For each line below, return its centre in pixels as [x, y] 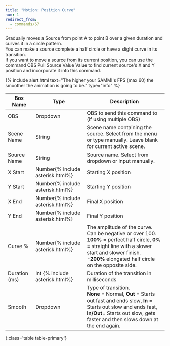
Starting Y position [109, 187]
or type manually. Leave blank [122, 140]
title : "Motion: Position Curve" [40, 10]
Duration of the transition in [119, 273]
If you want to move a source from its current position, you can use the [79, 60]
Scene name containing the [119, 128]
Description [124, 102]
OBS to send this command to [122, 113]
